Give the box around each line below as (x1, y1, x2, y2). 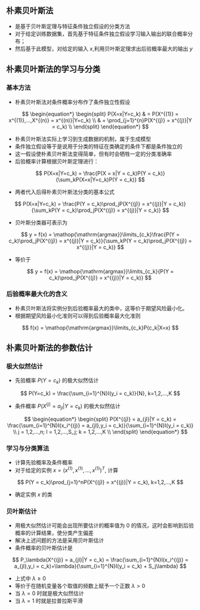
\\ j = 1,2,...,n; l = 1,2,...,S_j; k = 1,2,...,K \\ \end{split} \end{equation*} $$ (13, 428, 188, 435)
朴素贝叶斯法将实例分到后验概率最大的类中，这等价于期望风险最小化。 (14, 304, 188, 312)
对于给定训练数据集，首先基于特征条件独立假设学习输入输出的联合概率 (14, 30, 188, 37)
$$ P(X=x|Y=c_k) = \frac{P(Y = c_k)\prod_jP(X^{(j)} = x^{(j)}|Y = (14, 200, 172, 207)
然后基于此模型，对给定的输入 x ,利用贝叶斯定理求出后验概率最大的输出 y (14, 45, 193, 52)
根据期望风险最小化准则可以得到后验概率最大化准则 (14, 312, 141, 319)
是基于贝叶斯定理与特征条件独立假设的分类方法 (14, 23, 130, 30)
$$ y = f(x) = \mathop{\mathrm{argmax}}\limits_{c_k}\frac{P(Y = (20, 230, 180, 238)
